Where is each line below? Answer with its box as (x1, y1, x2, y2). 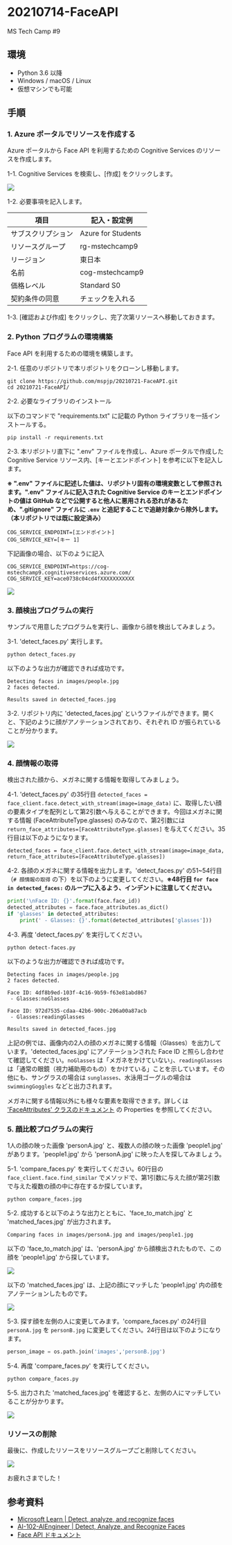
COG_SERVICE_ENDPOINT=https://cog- (7, 563, 110, 570)
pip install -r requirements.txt (7, 434, 104, 441)
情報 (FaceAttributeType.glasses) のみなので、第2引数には (19, 816, 186, 824)
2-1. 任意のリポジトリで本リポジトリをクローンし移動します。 (7, 364, 183, 372)
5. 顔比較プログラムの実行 (7, 1124, 93, 1133)
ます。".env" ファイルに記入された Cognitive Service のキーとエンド (7, 488, 204, 496)
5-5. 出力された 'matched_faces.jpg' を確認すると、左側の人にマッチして (7, 1388, 215, 1397)
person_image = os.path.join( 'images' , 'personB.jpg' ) (7, 1348, 166, 1355)
